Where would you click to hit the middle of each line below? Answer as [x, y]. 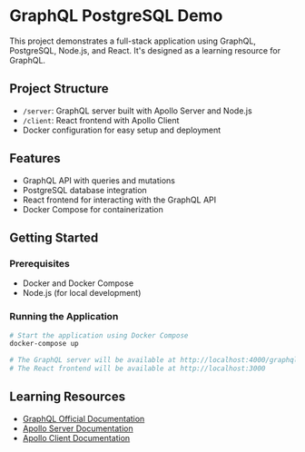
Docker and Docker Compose [78, 283]
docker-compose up [44, 344]
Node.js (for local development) [82, 293]
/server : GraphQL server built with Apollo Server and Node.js [137, 111]
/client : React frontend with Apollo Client [101, 120]
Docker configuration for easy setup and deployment [122, 130]
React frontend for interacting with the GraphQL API [119, 200]
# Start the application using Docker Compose [99, 335]
